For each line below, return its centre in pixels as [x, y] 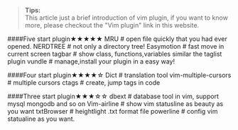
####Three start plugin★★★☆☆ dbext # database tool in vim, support [113, 96]
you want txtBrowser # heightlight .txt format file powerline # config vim [113, 111]
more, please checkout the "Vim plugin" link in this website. [112, 25]
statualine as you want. [41, 119]
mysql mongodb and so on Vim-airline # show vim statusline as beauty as [115, 104]
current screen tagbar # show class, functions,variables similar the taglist [115, 54]
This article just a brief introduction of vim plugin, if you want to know [126, 18]
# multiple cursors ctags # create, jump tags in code [84, 83]
